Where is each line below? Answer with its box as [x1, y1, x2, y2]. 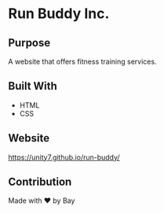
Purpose [8, 36, 51, 50]
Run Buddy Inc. [8, 5, 110, 23]
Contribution [8, 175, 72, 189]
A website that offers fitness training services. [8, 57, 157, 66]
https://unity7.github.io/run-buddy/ [8, 152, 120, 162]
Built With [8, 79, 57, 93]
